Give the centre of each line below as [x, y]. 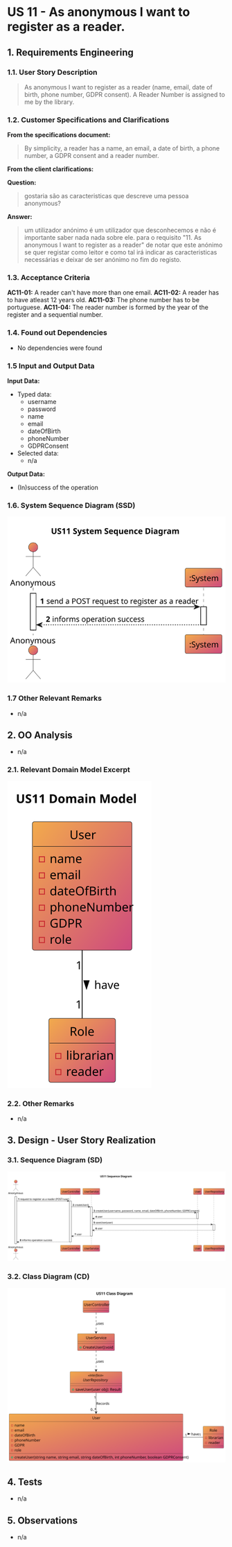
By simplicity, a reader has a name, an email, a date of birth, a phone [122, 148]
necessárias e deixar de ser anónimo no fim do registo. [102, 260]
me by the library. [49, 102]
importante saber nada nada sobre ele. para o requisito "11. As [113, 238]
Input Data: [24, 381]
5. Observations [43, 1520]
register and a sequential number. [55, 315]
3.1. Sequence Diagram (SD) [55, 1160]
